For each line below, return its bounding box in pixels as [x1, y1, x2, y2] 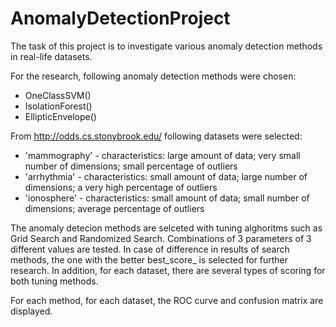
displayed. [10, 305, 53, 317]
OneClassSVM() [24, 89, 92, 101]
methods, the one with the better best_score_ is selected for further [10, 253, 289, 266]
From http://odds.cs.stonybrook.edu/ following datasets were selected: [10, 130, 303, 142]
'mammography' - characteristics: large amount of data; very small [24, 149, 301, 161]
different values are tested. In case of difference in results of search [10, 243, 290, 255]
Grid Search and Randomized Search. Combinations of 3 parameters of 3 [10, 232, 312, 244]
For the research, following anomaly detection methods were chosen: [10, 70, 297, 82]
